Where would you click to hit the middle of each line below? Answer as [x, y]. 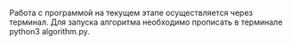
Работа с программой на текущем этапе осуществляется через [131, 13]
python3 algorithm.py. [50, 31]
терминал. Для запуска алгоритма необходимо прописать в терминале [146, 22]
